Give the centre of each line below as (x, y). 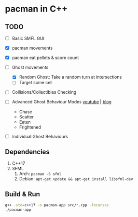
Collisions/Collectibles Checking (44, 92)
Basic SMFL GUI (28, 38)
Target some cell (36, 83)
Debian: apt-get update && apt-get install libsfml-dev (76, 179)
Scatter (27, 116)
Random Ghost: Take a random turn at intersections (70, 77)
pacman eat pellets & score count (45, 58)
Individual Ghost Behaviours (40, 136)
